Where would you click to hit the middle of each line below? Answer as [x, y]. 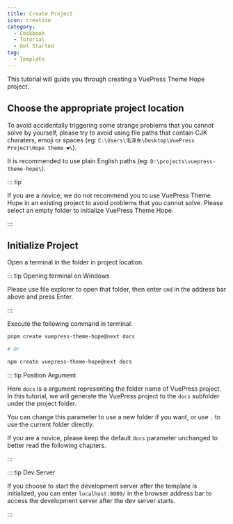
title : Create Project [40, 14]
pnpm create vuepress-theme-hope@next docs [71, 337]
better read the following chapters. [57, 445]
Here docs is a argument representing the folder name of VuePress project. [114, 389]
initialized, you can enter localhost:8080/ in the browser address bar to [110, 493]
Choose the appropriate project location [96, 108]
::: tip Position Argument [42, 375]
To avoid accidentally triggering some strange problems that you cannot [111, 125]
